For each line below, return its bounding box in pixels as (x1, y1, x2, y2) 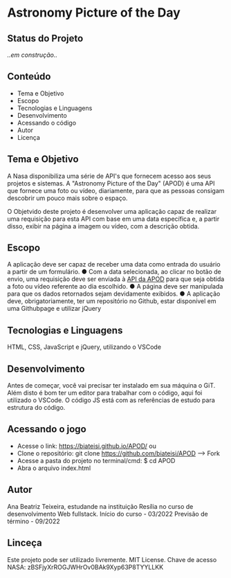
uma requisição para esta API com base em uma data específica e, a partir (7, 215, 220, 223)
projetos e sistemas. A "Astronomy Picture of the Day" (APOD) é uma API (7, 179, 215, 188)
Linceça (7, 537, 43, 549)
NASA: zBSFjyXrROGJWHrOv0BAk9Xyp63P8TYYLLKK (7, 563, 164, 571)
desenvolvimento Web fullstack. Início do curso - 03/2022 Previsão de (7, 509, 209, 518)
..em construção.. (7, 51, 57, 59)
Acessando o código (17, 118, 77, 127)
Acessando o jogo (7, 424, 86, 435)
